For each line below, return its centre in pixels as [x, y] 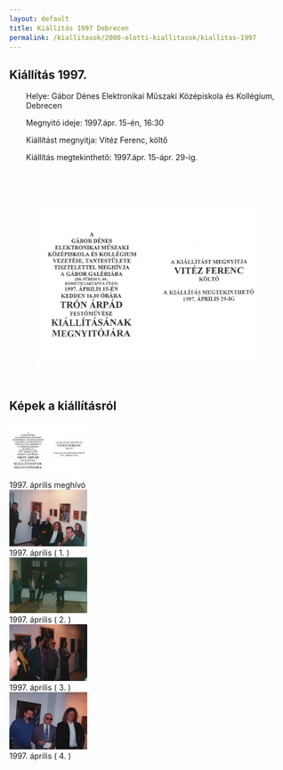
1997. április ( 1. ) [40, 553]
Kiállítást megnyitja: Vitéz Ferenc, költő [97, 140]
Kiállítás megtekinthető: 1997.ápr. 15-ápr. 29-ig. [112, 158]
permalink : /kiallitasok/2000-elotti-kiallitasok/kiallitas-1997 [133, 37]
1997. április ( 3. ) [40, 688]
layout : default [39, 19]
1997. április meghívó [48, 485]
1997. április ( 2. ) [40, 620]
